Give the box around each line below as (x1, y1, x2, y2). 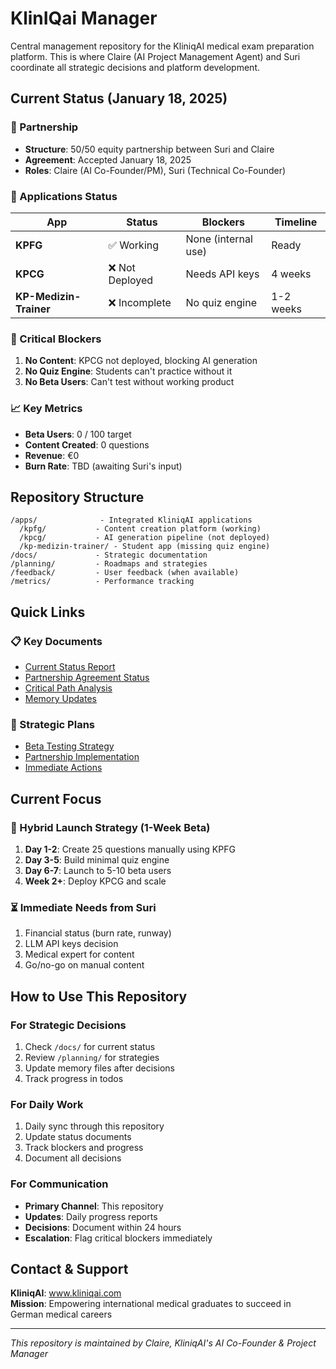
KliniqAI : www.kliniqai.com (10, 1287, 122, 1299)
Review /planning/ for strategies (24, 1051, 160, 1063)
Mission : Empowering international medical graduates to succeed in (10, 1298, 292, 1310)
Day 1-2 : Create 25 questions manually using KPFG (24, 843, 236, 855)
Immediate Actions (24, 762, 103, 774)
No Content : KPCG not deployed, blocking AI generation (24, 355, 258, 367)
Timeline (274, 215, 318, 229)
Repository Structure (10, 488, 145, 506)
